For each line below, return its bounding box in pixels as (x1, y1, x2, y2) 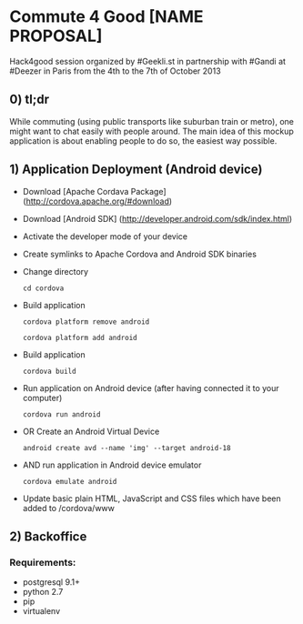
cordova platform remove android (22, 317, 150, 327)
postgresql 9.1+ (22, 577, 80, 588)
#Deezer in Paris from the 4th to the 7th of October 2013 (9, 65, 221, 76)
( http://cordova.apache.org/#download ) (22, 196, 173, 206)
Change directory (22, 266, 89, 277)
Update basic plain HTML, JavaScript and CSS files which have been (22, 493, 281, 504)
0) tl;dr (9, 92, 50, 107)
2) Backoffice (9, 528, 87, 544)
